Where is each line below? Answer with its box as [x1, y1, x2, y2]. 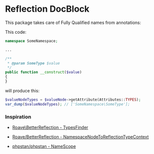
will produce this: [5, 88, 40, 93]
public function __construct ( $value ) [5, 70, 82, 75]
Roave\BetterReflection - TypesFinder [12, 124, 88, 130]
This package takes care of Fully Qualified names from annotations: [5, 20, 141, 25]
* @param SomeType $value [7, 61, 60, 66]
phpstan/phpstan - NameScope [12, 143, 76, 149]
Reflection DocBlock [5, 3, 89, 15]
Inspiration [5, 113, 32, 120]
